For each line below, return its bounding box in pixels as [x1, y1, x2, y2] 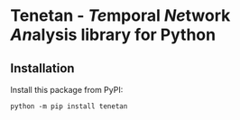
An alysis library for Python [10, 24, 216, 45]
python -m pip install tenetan [10, 102, 128, 111]
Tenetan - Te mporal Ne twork [10, 5, 231, 26]
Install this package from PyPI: [10, 85, 124, 95]
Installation [10, 60, 75, 76]
